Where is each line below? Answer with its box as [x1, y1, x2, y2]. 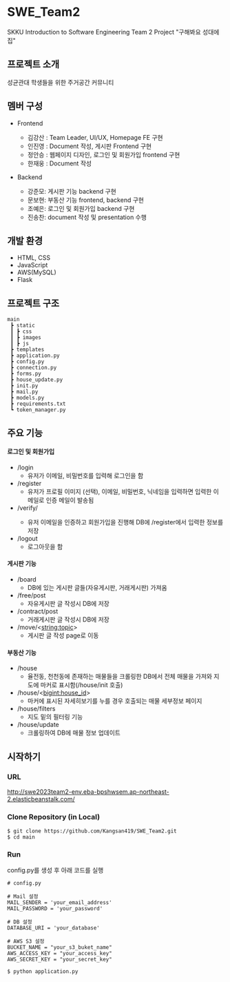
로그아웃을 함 [27, 542, 63, 551]
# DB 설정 [7, 919, 32, 925]
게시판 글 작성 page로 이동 [27, 631, 99, 640]
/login [17, 463, 34, 471]
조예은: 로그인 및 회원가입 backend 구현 [27, 204, 135, 212]
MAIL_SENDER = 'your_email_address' [7, 899, 112, 906]
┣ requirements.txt [10, 400, 67, 407]
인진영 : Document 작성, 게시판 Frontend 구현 [27, 142, 152, 150]
